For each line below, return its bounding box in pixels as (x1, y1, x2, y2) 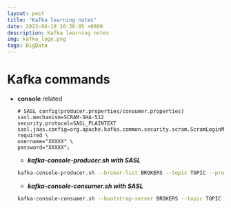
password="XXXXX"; (17, 144, 70, 151)
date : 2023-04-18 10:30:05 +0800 (7, 23, 103, 30)
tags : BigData (7, 42, 48, 49)
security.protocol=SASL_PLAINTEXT (17, 120, 117, 127)
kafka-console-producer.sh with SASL (27, 156, 141, 164)
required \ (17, 132, 49, 138)
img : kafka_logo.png (7, 36, 67, 43)
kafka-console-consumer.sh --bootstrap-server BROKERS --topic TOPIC (17, 195, 222, 202)
